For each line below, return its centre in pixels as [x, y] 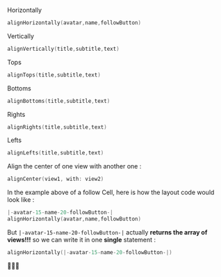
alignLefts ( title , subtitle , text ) [56, 153]
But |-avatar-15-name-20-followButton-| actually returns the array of [107, 232]
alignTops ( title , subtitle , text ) [54, 75]
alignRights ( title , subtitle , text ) [57, 127]
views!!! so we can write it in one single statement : [82, 239]
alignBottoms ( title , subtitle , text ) [59, 101]
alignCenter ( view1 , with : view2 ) [56, 179]
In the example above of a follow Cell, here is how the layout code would [111, 192]
